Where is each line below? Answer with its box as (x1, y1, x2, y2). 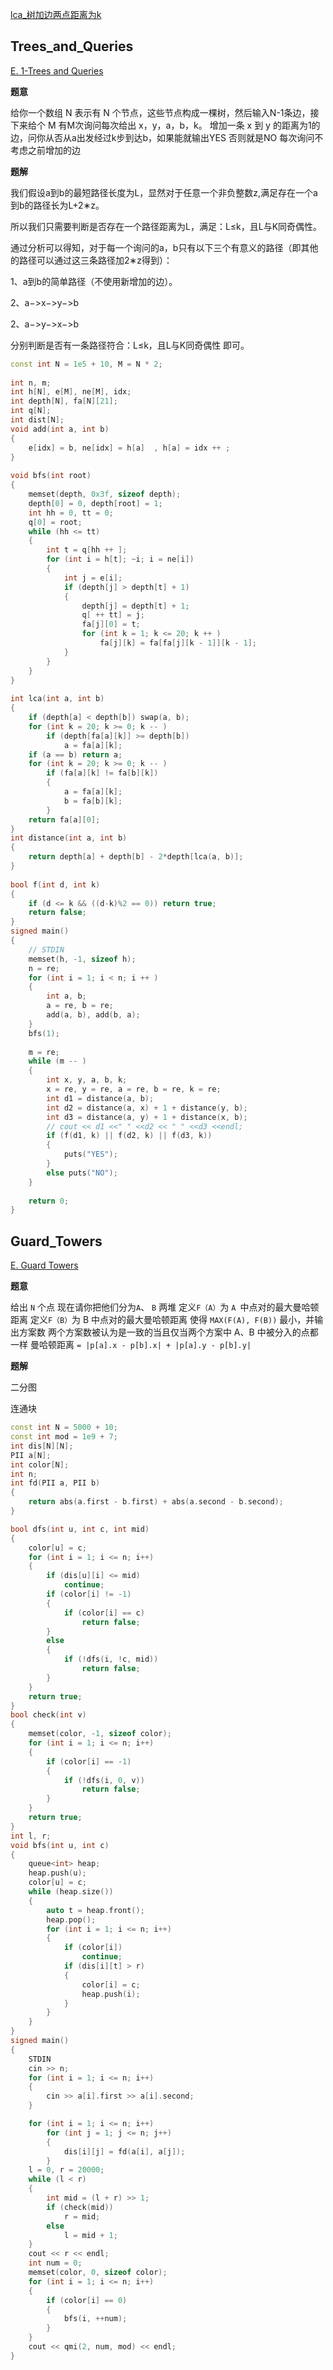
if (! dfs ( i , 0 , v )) (63, 1775, 145, 1785)
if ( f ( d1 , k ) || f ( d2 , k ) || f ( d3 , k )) (46, 1131, 213, 1141)
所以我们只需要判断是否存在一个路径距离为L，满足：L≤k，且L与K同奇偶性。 (10, 220, 323, 232)
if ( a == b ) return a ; (28, 749, 123, 760)
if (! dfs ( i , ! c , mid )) (63, 1654, 159, 1665)
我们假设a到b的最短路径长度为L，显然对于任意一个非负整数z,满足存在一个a (10, 186, 318, 198)
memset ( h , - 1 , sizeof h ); (28, 954, 137, 964)
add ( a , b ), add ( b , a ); (46, 1010, 141, 1020)
